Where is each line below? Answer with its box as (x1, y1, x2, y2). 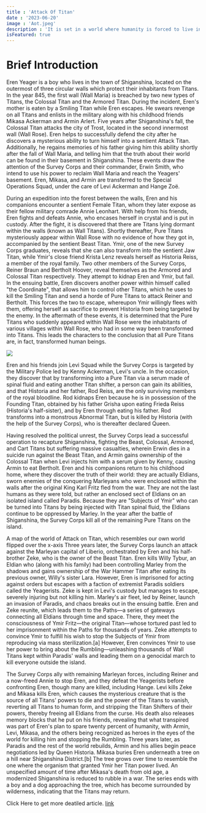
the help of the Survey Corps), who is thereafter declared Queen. (6, 420, 170, 427)
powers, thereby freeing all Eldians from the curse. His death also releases (6, 709, 194, 717)
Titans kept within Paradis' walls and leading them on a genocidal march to (6, 652, 196, 660)
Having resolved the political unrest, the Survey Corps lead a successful (6, 432, 189, 439)
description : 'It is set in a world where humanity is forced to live (6, 26, 193, 32)
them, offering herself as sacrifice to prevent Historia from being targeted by (6, 305, 200, 313)
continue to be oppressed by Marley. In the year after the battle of (6, 510, 173, 517)
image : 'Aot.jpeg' (6, 20, 56, 26)
